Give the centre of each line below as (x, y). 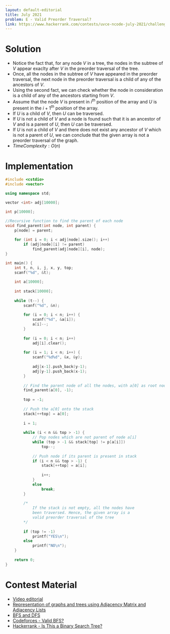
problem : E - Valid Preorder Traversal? (49, 19)
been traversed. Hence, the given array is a (81, 513)
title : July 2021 (24, 15)
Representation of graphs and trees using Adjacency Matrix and (79, 604)
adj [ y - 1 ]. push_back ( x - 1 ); (59, 371)
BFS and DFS (26, 615)
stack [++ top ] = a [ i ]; (64, 466)
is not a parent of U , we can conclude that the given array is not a (81, 135)
